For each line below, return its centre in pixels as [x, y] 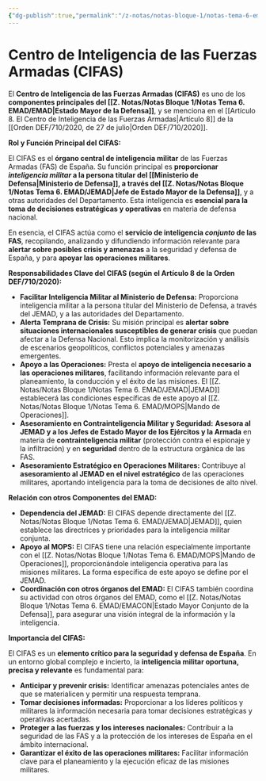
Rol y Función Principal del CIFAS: [65, 143]
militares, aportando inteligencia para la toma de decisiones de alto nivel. [139, 482]
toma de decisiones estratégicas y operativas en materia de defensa [122, 209]
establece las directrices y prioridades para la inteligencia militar [125, 530]
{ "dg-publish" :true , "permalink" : [63, 15]
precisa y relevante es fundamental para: [76, 670]
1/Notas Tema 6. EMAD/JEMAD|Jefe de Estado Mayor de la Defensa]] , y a [131, 192]
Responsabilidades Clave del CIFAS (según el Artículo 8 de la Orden [122, 273]
